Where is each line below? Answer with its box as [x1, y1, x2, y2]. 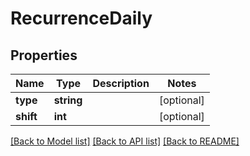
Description [92, 77, 150, 90]
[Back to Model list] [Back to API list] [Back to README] [10, 135, 240, 147]
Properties [10, 47, 78, 64]
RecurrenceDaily [10, 7, 153, 30]
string [53, 93, 83, 107]
